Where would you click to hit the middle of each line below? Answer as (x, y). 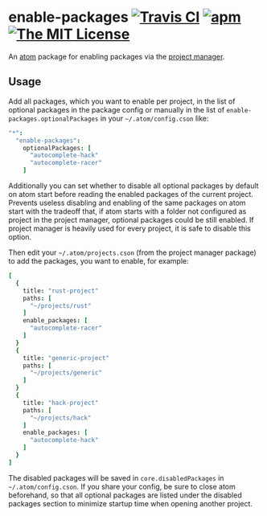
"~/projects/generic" (66, 373)
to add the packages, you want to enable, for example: (99, 261)
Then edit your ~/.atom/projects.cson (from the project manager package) (133, 252)
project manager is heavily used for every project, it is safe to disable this (129, 228)
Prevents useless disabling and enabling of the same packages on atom (127, 203)
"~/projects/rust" (60, 305)
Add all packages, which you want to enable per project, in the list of (122, 101)
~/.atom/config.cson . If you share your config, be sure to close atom (122, 486)
